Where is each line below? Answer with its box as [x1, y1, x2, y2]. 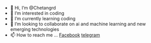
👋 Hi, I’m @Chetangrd [10, 5, 56, 11]
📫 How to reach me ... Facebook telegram [10, 32, 100, 38]
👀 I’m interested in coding [10, 10, 65, 16]
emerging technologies [10, 26, 60, 32]
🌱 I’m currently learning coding [10, 16, 76, 21]
